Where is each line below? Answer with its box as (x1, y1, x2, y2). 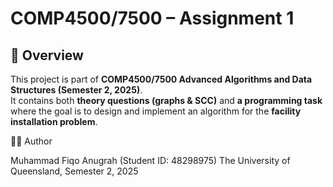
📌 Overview (10, 47, 84, 64)
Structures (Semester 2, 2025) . (10, 84, 143, 96)
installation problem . (10, 116, 98, 127)
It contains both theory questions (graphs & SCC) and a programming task (10, 95, 323, 106)
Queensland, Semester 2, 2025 (10, 165, 139, 177)
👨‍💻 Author (10, 135, 53, 147)
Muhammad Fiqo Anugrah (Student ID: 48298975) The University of (10, 155, 291, 166)
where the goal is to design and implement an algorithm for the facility (10, 105, 302, 117)
